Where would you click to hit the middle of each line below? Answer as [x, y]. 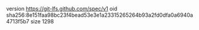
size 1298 [42, 21]
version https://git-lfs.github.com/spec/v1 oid [62, 9]
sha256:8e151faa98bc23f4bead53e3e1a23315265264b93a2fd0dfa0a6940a [99, 15]
